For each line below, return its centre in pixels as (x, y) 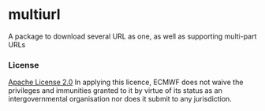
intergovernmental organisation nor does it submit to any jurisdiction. (120, 99)
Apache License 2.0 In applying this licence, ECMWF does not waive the (126, 82)
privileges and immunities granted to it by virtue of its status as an (115, 91)
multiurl (34, 15)
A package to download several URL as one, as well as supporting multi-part (132, 36)
